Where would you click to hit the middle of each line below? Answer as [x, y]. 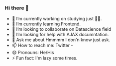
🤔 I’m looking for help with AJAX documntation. [60, 35]
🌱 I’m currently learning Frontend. [46, 24]
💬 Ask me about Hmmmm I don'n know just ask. [61, 40]
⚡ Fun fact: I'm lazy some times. [45, 58]
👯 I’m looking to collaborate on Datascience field [61, 29]
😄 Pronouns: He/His [33, 53]
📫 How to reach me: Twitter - [42, 45]
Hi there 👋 [17, 8]
